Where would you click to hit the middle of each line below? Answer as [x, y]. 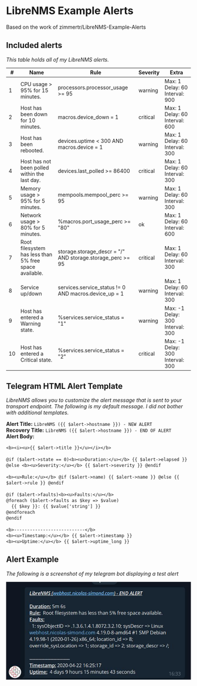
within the [32, 174]
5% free [30, 261]
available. [32, 273]
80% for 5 [33, 227]
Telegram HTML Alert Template [64, 386]
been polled [35, 168]
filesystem [33, 248]
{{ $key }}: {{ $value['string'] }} [56, 507]
